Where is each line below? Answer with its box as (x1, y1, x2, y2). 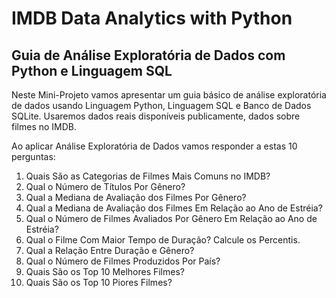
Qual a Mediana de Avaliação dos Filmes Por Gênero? (25, 192, 247, 203)
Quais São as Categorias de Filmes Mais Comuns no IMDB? (25, 170, 271, 182)
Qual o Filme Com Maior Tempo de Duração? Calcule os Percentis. (25, 234, 301, 246)
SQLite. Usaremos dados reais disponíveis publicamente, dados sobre (11, 110, 301, 122)
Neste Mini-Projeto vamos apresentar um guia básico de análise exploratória (11, 89, 327, 101)
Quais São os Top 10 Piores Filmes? (25, 277, 173, 288)
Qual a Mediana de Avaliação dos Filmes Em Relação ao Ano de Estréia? (25, 202, 323, 214)
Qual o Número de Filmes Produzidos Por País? (25, 255, 221, 267)
